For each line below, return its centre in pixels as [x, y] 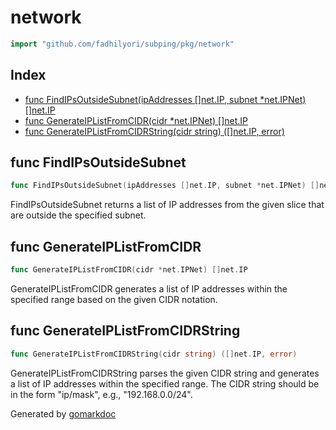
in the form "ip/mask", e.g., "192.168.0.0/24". [101, 394]
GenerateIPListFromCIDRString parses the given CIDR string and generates [165, 373]
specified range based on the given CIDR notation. [114, 299]
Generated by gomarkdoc [63, 413]
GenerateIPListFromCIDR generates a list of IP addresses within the [149, 289]
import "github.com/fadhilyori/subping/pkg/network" [122, 44]
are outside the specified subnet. [78, 215]
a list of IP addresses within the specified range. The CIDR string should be [165, 383]
